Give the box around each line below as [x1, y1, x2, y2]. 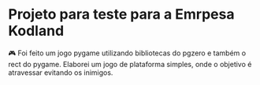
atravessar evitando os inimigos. [8, 68, 113, 77]
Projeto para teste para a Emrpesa [8, 5, 235, 23]
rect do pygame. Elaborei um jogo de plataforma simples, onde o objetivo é [8, 59, 252, 69]
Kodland [8, 22, 65, 40]
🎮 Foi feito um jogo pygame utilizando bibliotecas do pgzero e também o [8, 48, 247, 58]
